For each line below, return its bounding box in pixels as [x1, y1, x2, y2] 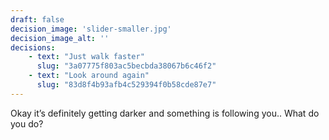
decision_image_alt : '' [10, 33, 110, 43]
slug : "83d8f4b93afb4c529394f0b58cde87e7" [36, 80, 217, 90]
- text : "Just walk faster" [28, 52, 145, 62]
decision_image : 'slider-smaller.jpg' [10, 24, 172, 34]
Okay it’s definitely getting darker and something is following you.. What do [10, 107, 320, 119]
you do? [10, 117, 44, 130]
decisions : [10, 42, 56, 53]
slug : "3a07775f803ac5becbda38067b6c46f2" [36, 61, 217, 71]
